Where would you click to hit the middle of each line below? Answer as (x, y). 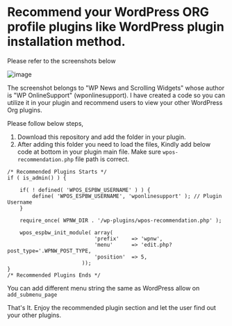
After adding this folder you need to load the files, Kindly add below (114, 144)
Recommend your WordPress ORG (108, 12)
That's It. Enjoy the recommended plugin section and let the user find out (112, 307)
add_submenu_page (32, 295)
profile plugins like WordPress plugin (116, 27)
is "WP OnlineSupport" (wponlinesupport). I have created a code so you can (116, 95)
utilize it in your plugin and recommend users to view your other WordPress (115, 102)
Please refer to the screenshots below (61, 60)
